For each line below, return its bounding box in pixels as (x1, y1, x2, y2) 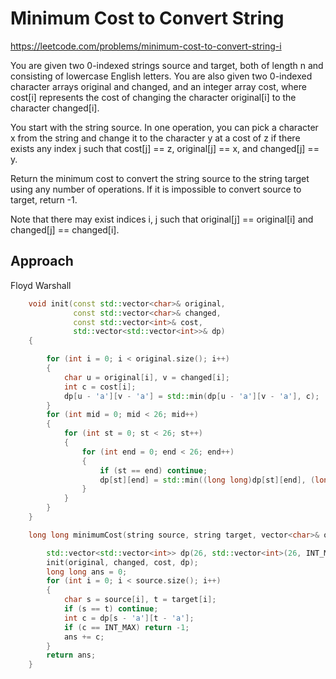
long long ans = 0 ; (46, 567, 128, 577)
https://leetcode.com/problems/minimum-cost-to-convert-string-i (10, 40, 282, 52)
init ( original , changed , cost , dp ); (46, 557, 199, 567)
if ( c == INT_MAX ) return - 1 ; (63, 622, 190, 632)
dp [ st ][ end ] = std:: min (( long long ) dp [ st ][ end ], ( (99, 475, 316, 485)
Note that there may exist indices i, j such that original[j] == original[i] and (10, 213, 314, 225)
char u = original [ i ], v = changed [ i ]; (63, 372, 230, 382)
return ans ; (46, 650, 97, 661)
